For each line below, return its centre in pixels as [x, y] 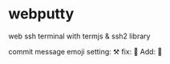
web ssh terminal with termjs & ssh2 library [79, 36]
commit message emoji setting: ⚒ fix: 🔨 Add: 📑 [85, 51]
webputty [41, 14]
